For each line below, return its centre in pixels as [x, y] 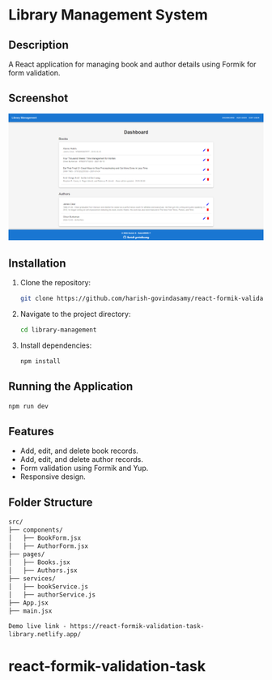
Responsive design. [53, 477]
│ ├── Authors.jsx [43, 571]
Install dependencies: [56, 345]
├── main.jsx [30, 611]
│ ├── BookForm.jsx [45, 538]
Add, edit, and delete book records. [79, 451]
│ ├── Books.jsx [39, 562]
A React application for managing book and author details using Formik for [132, 64]
